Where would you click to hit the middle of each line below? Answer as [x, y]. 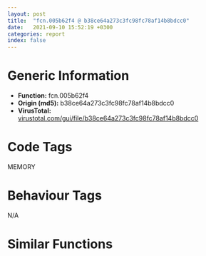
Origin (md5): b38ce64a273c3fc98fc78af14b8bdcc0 [96, 103]
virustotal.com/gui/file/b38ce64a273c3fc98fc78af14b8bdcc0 [108, 118]
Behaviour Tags [55, 196]
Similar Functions [60, 244]
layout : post [27, 14]
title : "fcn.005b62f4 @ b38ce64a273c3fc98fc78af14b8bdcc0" [99, 21]
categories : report [36, 34]
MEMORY [21, 167]
